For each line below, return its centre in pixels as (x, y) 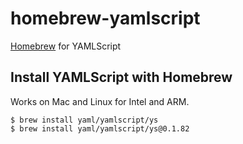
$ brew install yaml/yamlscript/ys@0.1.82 (100, 128)
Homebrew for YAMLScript (66, 46)
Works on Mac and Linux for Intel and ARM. (100, 101)
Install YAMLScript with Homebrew (121, 77)
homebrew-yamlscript (105, 18)
